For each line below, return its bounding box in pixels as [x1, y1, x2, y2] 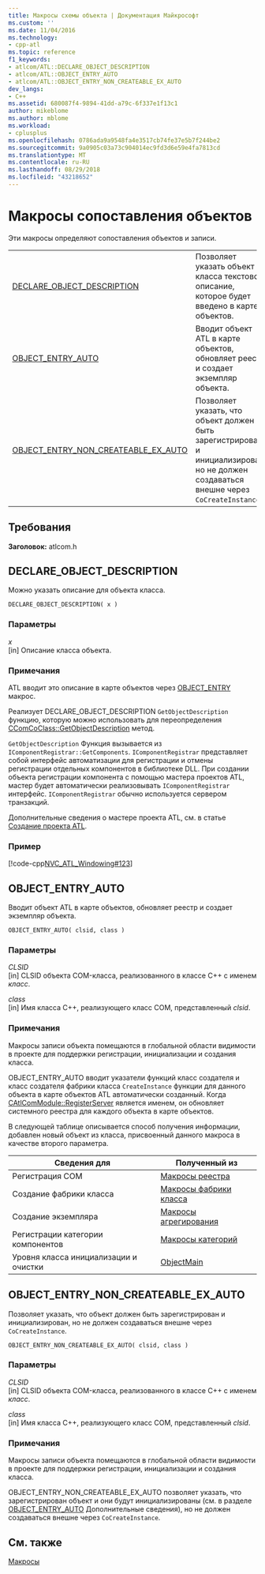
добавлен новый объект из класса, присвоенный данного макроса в [8, 1130, 241, 1140]
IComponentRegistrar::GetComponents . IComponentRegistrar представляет [8, 747, 248, 757]
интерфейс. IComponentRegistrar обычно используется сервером [8, 789, 227, 798]
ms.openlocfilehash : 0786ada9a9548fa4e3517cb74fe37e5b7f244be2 [8, 136, 221, 145]
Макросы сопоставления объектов [8, 207, 252, 225]
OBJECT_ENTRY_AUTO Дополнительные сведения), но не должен [8, 1505, 231, 1514]
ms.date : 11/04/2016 [8, 26, 77, 34]
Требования [8, 520, 71, 534]
